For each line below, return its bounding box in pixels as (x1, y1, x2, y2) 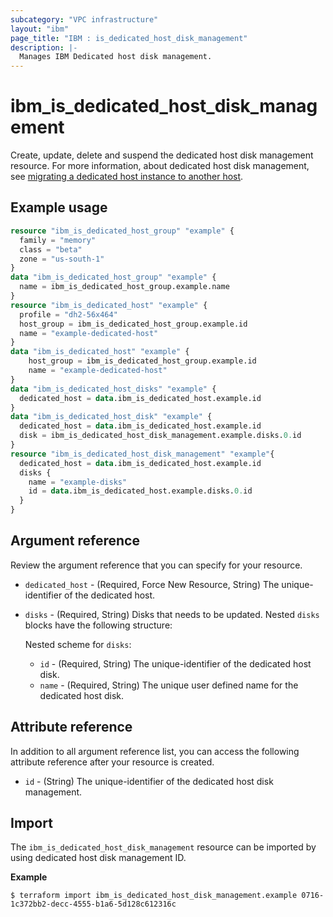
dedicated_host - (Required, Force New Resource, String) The (24, 578, 280, 590)
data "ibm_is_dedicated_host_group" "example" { (10, 272, 217, 283)
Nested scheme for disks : (24, 638, 132, 650)
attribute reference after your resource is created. (10, 756, 215, 768)
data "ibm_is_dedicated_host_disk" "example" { (10, 412, 213, 422)
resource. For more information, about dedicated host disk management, (10, 160, 310, 172)
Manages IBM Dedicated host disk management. (19, 52, 213, 62)
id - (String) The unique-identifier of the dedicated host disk (24, 775, 274, 787)
